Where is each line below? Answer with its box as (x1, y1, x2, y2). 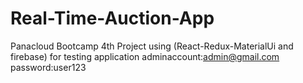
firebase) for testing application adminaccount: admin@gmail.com (10, 50, 280, 62)
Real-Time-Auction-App (10, 7, 215, 30)
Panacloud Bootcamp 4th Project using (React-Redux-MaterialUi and (10, 40, 294, 52)
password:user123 (10, 61, 87, 73)
